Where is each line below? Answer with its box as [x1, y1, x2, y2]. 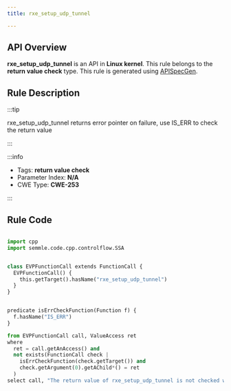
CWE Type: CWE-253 [16, 180, 80, 189]
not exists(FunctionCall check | [13, 352, 109, 359]
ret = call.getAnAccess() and [13, 345, 100, 352]
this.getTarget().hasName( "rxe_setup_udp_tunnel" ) [19, 276, 168, 283]
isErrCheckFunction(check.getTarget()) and [19, 358, 146, 365]
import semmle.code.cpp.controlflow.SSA [7, 244, 125, 251]
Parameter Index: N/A [16, 173, 79, 182]
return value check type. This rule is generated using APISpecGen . [7, 67, 198, 76]
